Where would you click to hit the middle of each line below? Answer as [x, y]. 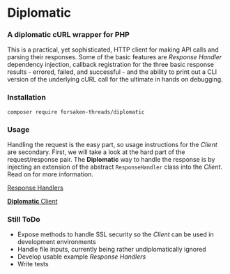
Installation [27, 98]
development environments [56, 242]
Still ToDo [24, 219]
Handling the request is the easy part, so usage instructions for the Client [112, 145]
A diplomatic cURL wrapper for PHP [69, 35]
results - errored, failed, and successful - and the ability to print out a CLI [112, 72]
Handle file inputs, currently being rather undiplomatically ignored [112, 250]
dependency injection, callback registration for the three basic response [111, 65]
